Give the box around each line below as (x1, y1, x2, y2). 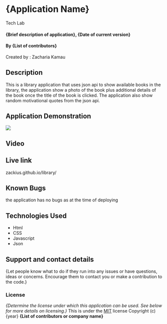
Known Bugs (5, 183, 46, 192)
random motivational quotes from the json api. (5, 97, 100, 103)
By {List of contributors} (5, 43, 57, 49)
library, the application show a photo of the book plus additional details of (5, 87, 156, 93)
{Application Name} (5, 3, 90, 15)
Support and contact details (5, 255, 94, 264)
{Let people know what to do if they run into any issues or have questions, (5, 268, 158, 274)
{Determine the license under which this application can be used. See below (5, 303, 162, 309)
